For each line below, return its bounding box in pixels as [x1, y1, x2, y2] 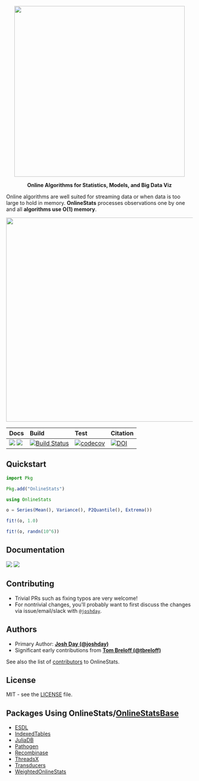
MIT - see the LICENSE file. [6, 691, 73, 698]
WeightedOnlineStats [14, 768, 66, 775]
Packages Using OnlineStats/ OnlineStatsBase [6, 708, 179, 718]
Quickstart [6, 459, 47, 469]
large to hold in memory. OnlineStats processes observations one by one [6, 200, 185, 206]
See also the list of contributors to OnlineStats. [6, 658, 120, 665]
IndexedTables [14, 731, 51, 738]
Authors [6, 624, 37, 635]
